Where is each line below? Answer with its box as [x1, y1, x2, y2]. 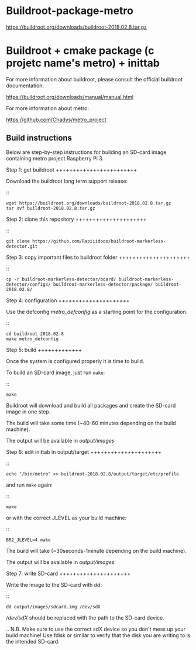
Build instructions [6, 133, 72, 143]
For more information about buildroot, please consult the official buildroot [6, 76, 183, 83]
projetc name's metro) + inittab [6, 57, 160, 70]
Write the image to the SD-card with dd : [6, 581, 102, 588]
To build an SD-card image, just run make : [6, 369, 105, 376]
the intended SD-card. [6, 638, 60, 645]
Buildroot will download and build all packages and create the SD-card [6, 402, 176, 409]
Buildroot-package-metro [6, 4, 133, 18]
